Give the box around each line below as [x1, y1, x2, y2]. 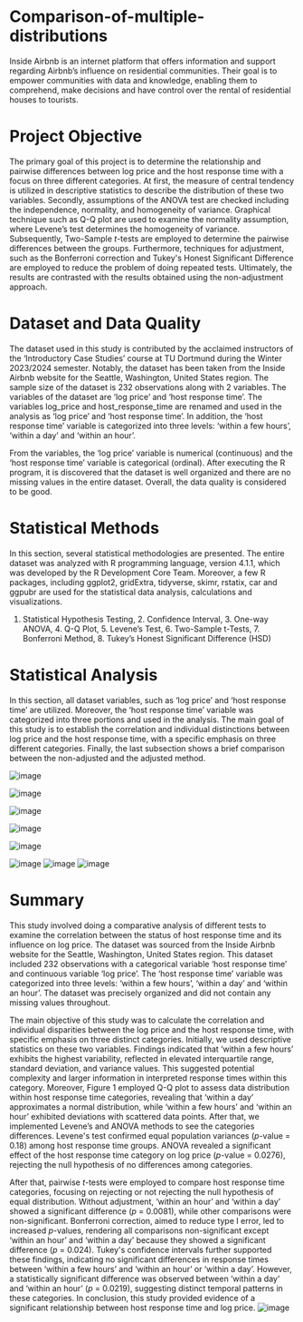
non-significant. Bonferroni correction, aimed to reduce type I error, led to [9, 1215, 285, 1226]
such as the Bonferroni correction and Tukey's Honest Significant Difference [9, 252, 294, 263]
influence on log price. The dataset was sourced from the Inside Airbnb [9, 939, 276, 950]
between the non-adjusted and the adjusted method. [9, 752, 206, 763]
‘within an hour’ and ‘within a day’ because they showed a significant [9, 1234, 267, 1245]
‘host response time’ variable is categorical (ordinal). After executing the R [9, 456, 286, 468]
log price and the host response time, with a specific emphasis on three [9, 733, 277, 744]
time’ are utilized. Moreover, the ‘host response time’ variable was [9, 704, 254, 715]
